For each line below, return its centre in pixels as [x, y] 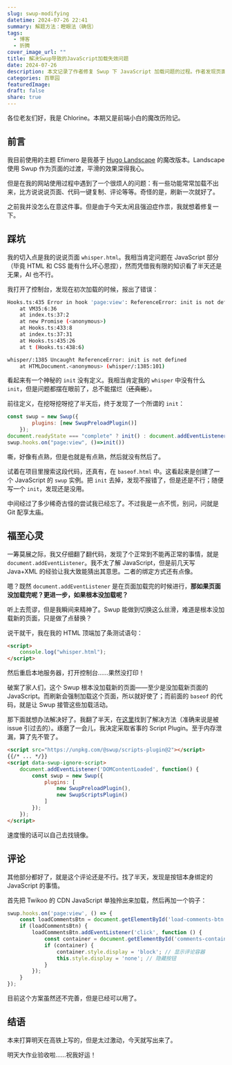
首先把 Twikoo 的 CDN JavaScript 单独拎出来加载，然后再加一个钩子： [107, 900]
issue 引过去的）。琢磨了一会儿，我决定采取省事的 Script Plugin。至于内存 [112, 728]
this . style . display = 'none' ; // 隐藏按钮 [116, 958]
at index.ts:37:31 [46, 334]
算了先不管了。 [40, 737]
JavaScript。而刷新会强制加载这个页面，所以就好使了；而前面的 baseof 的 [112, 696]
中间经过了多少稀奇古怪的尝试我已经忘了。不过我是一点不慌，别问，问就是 [113, 503]
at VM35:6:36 [38, 309]
